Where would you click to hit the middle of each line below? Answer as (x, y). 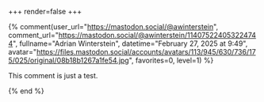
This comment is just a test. (53, 76)
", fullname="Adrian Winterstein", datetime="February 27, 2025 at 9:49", (130, 43)
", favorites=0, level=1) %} (171, 60)
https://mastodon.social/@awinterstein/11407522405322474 (157, 35)
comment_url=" (34, 35)
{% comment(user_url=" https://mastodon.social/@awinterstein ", (113, 26)
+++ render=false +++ (45, 11)
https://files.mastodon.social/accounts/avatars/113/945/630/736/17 (146, 52)
